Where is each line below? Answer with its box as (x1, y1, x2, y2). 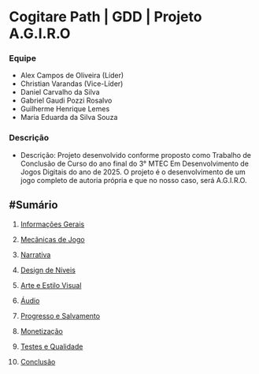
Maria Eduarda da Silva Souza (20, 113, 118, 122)
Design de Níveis (20, 265, 76, 275)
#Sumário (9, 198, 58, 212)
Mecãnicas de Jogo (20, 234, 85, 244)
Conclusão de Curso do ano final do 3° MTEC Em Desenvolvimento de (20, 159, 249, 168)
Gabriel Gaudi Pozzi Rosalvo (20, 95, 113, 106)
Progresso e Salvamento (20, 311, 101, 320)
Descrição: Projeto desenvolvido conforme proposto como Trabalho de (20, 150, 251, 159)
